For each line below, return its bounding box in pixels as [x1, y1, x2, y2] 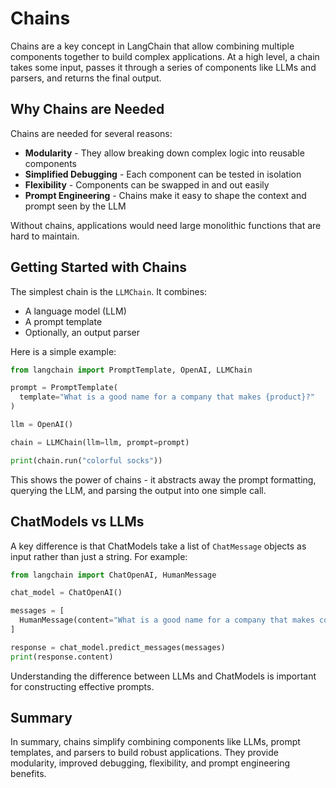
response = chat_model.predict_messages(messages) [10, 642, 226, 652]
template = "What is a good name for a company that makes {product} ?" [19, 392, 315, 402]
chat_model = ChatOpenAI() [10, 588, 123, 598]
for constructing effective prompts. [10, 680, 155, 692]
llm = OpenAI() [10, 420, 74, 430]
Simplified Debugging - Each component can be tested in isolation [24, 168, 302, 180]
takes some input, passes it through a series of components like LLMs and [10, 61, 317, 73]
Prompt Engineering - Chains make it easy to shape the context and [24, 189, 307, 201]
